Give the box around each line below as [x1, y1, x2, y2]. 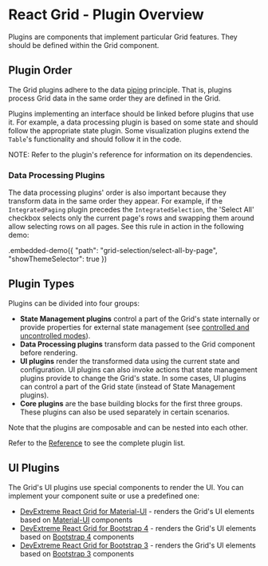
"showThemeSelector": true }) [8, 254, 108, 264]
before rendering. [19, 347, 78, 357]
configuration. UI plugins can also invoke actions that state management [19, 365, 258, 374]
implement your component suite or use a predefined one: [8, 491, 199, 501]
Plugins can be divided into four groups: [8, 298, 140, 308]
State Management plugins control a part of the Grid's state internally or [19, 314, 260, 323]
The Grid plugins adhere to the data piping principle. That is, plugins [8, 85, 232, 94]
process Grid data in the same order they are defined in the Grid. [8, 93, 221, 103]
